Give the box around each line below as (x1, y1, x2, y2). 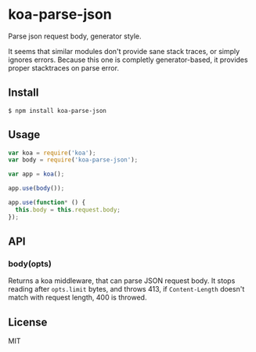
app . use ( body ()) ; (8, 184, 65, 193)
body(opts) (8, 259, 52, 269)
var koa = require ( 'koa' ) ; (8, 149, 96, 157)
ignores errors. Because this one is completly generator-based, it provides (8, 55, 248, 64)
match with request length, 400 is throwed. (8, 292, 147, 303)
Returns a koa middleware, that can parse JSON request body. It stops (8, 276, 236, 285)
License (8, 315, 48, 328)
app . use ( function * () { (8, 198, 86, 207)
